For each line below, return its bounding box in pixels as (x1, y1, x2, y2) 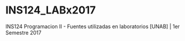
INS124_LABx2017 (5, 4, 96, 17)
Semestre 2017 (5, 29, 42, 36)
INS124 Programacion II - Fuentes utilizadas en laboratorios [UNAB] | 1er (5, 23, 180, 30)
